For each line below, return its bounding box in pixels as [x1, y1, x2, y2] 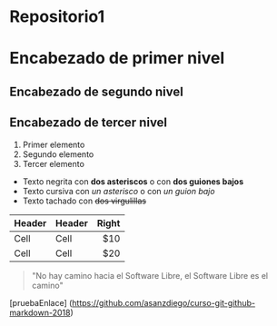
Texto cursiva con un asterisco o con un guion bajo [22, 185, 215, 196]
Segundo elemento [22, 148, 94, 160]
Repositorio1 [9, 6, 105, 27]
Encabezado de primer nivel [9, 48, 225, 69]
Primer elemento [22, 139, 85, 150]
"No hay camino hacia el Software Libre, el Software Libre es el [31, 270, 269, 281]
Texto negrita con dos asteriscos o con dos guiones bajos [22, 175, 243, 187]
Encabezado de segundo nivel [9, 84, 183, 99]
